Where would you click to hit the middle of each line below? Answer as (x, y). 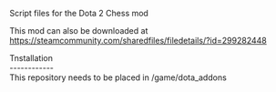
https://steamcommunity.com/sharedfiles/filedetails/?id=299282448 (138, 41)
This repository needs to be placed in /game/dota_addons (118, 77)
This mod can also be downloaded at (79, 31)
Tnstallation (31, 58)
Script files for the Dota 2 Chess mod (79, 13)
